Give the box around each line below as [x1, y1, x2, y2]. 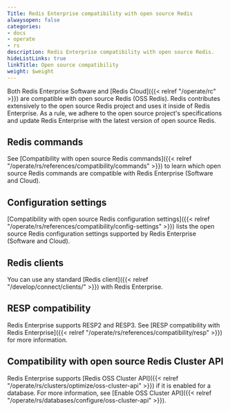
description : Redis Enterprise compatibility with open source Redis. [7, 49, 215, 56]
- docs [7, 29, 26, 37]
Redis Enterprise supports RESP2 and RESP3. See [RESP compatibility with [7, 321, 220, 329]
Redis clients [7, 257, 64, 269]
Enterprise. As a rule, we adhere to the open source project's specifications [7, 108, 222, 117]
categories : [7, 23, 41, 30]
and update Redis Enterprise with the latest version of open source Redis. [7, 116, 216, 124]
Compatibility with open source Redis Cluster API [7, 356, 224, 367]
